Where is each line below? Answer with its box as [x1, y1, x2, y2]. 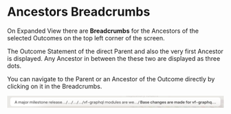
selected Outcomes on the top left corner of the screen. [7, 33, 165, 42]
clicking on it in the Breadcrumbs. [7, 82, 102, 90]
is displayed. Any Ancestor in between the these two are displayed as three [7, 54, 221, 62]
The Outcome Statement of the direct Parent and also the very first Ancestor [7, 47, 223, 55]
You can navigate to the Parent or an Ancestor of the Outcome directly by [7, 74, 215, 83]
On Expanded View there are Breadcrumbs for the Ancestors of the [7, 27, 199, 35]
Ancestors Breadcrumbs [7, 4, 151, 20]
